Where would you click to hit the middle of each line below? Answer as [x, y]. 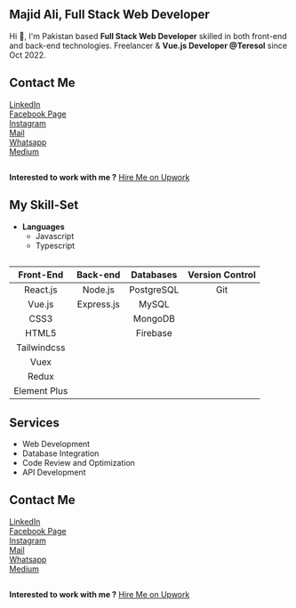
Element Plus [41, 391]
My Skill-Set [44, 205]
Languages [43, 227]
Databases [154, 275]
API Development [54, 472]
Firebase [154, 333]
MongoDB [154, 319]
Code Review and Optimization [79, 463]
